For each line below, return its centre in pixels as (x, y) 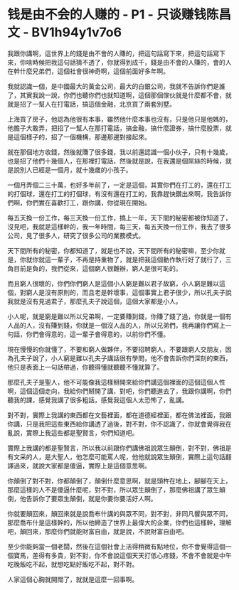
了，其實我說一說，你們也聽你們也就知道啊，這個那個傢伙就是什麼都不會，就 (119, 95)
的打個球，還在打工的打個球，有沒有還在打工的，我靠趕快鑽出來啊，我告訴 (116, 193)
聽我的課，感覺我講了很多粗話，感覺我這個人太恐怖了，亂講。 (98, 399)
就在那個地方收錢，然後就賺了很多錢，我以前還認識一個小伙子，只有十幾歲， (119, 152)
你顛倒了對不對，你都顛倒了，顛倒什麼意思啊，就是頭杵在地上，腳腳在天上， (119, 481)
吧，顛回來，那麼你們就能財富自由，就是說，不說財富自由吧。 (98, 531)
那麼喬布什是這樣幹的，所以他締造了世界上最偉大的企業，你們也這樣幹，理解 (119, 522)
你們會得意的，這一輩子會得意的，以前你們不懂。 (97, 334)
